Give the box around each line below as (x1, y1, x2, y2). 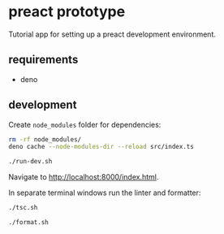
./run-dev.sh (8, 158, 53, 166)
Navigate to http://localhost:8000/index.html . (8, 172, 159, 182)
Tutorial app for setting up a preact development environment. (8, 29, 217, 39)
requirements (8, 53, 79, 67)
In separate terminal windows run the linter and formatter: (8, 188, 201, 197)
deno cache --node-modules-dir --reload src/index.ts (8, 143, 195, 151)
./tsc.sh (8, 204, 38, 212)
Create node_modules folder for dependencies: (8, 119, 162, 129)
